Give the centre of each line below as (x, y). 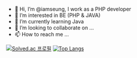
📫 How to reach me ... (42, 34)
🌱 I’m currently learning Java (49, 21)
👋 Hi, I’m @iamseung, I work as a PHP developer (73, 9)
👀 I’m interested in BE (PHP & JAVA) (57, 15)
